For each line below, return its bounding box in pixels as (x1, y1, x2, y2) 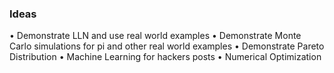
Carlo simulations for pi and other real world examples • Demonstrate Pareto (9, 40, 325, 52)
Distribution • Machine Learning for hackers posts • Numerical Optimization (9, 51, 322, 63)
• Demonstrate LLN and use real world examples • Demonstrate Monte (9, 30, 302, 42)
